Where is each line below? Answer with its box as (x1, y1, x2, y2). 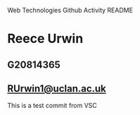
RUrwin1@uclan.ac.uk (7, 83, 107, 95)
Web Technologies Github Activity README (7, 6, 134, 14)
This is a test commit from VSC (7, 102, 97, 110)
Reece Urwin (7, 31, 84, 47)
